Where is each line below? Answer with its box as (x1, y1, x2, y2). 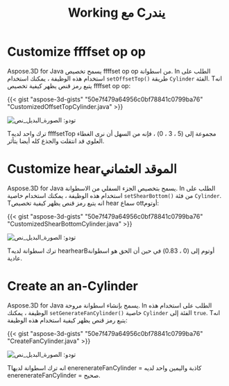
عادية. (7, 253, 23, 262)
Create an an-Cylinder (7, 278, 139, 294)
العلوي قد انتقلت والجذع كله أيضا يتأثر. (7, 137, 105, 145)
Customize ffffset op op (7, 44, 146, 60)
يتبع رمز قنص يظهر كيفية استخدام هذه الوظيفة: (7, 316, 128, 324)
